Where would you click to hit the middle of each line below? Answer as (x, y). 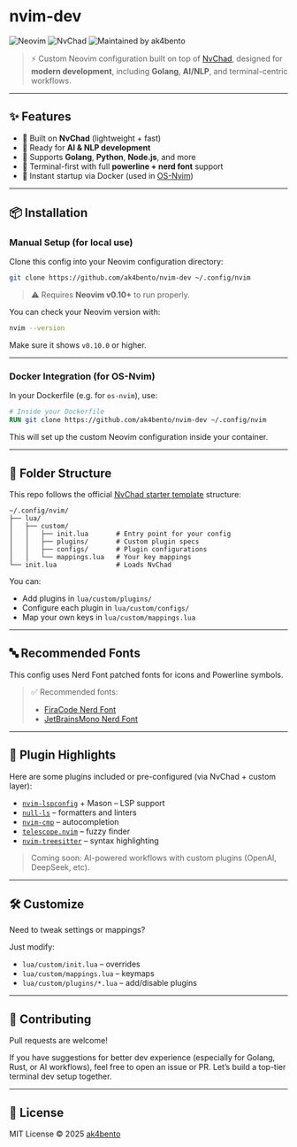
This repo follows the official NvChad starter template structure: (125, 495)
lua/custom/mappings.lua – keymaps (88, 974)
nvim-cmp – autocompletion (70, 821)
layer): (21, 786)
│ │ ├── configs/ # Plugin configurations (108, 550)
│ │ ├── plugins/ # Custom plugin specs (104, 542)
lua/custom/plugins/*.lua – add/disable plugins (109, 983)
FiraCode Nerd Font (80, 709)
